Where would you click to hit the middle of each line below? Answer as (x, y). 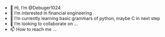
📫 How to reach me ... (33, 29)
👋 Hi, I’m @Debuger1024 (35, 8)
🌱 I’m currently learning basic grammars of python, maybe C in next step (85, 18)
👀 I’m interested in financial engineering (51, 13)
